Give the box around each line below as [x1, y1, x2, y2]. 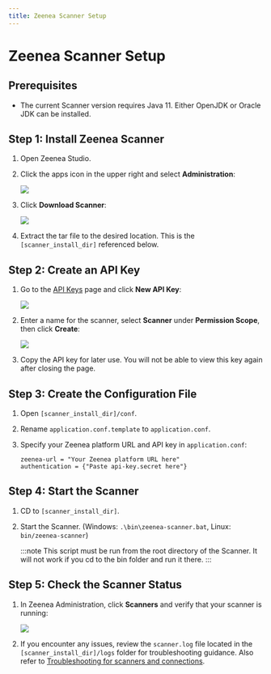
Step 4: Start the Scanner [8, 485, 139, 498]
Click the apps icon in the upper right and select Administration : [19, 169, 236, 179]
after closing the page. [19, 363, 95, 373]
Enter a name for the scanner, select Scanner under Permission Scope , [19, 316, 260, 325]
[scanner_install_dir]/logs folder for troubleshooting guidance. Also [19, 647, 254, 657]
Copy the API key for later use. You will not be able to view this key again [19, 355, 263, 365]
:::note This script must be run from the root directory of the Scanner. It [19, 545, 257, 555]
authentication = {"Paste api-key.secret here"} [19, 463, 188, 471]
